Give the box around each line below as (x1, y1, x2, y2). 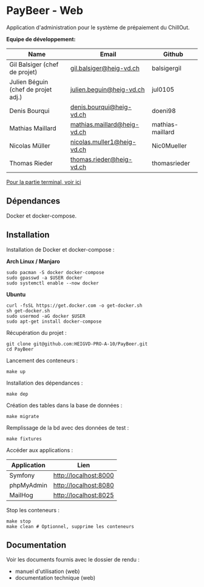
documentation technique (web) (15, 574, 96, 582)
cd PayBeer (6, 346, 34, 352)
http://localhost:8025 (53, 490, 114, 499)
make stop (6, 518, 32, 524)
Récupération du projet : (6, 329, 67, 336)
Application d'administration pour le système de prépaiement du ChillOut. (6, 24, 190, 31)
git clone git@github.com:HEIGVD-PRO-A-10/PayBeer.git (6, 341, 148, 347)
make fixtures (6, 436, 42, 442)
